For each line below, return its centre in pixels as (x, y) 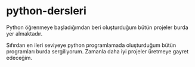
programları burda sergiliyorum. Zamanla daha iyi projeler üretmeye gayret (97, 51)
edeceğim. (19, 58)
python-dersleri (46, 11)
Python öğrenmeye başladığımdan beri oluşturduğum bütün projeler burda (97, 27)
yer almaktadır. (24, 33)
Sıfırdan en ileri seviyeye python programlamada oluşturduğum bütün (91, 45)
